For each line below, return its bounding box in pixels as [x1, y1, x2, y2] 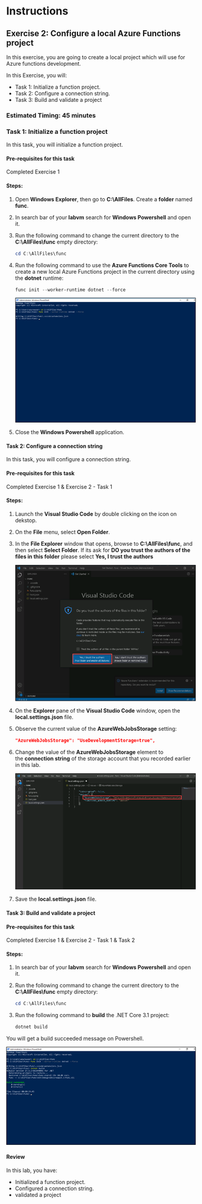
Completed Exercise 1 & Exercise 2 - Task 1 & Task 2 [6, 936, 135, 944]
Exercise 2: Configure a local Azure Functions [6, 28, 181, 39]
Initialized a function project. [14, 1178, 86, 1185]
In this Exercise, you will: [6, 72, 67, 79]
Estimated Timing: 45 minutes [6, 111, 96, 119]
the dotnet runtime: [14, 274, 64, 282]
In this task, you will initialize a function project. [6, 141, 123, 148]
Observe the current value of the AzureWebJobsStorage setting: [14, 725, 177, 733]
